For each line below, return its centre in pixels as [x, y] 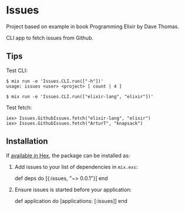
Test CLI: [17, 70]
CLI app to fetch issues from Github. [50, 38]
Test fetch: [19, 107]
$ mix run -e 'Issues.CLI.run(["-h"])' [55, 81]
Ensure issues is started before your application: [73, 189]
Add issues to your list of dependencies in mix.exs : [76, 167]
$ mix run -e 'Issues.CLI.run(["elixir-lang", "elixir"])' [80, 96]
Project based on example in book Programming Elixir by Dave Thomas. [92, 26]
